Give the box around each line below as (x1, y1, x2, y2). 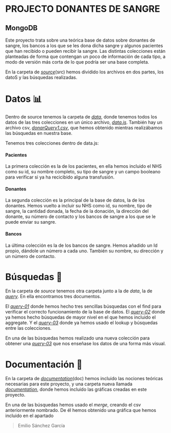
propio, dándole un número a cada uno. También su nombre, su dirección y (5, 247, 163, 254)
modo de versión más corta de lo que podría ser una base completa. (5, 59, 150, 65)
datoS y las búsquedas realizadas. (5, 74, 78, 80)
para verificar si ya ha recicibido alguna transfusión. (5, 174, 115, 180)
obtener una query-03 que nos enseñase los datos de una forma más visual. (5, 341, 166, 347)
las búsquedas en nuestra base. (5, 130, 72, 136)
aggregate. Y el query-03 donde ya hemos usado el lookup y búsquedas (5, 320, 158, 326)
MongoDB (5, 24, 38, 32)
